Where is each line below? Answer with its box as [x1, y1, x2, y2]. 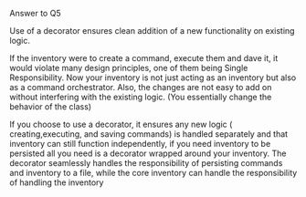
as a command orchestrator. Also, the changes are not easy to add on [9, 82, 272, 92]
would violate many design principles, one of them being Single [9, 63, 248, 73]
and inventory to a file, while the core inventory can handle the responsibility [9, 168, 298, 178]
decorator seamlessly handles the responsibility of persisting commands [9, 158, 283, 168]
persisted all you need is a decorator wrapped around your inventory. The [9, 148, 287, 159]
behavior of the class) [9, 101, 92, 112]
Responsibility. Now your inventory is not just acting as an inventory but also [9, 72, 297, 83]
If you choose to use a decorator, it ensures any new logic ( [9, 119, 233, 130]
